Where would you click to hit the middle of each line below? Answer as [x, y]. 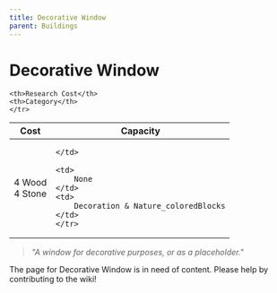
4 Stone [30, 194]
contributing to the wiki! [53, 280]
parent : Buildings [43, 26]
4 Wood [30, 183]
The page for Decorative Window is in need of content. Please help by [139, 270]
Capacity [141, 131]
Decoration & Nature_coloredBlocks [150, 206]
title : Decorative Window [57, 17]
